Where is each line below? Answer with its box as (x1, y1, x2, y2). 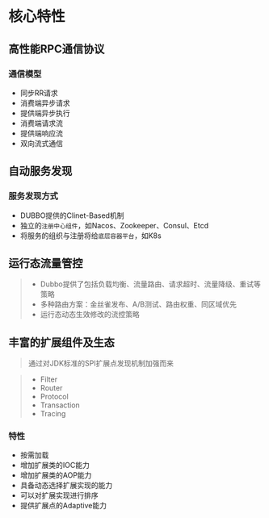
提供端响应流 (19, 128, 63, 138)
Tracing (40, 409, 66, 419)
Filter (40, 374, 58, 384)
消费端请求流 (19, 118, 63, 127)
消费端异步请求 (19, 98, 70, 107)
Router (40, 383, 63, 393)
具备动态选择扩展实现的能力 (19, 481, 113, 491)
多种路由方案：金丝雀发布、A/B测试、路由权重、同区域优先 (40, 299, 237, 309)
